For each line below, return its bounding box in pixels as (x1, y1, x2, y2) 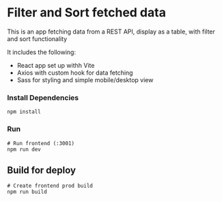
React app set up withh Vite (16, 61, 95, 69)
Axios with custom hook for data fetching (16, 68, 133, 77)
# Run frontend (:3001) (7, 140, 75, 147)
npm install (7, 108, 41, 116)
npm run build (7, 188, 48, 196)
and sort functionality (7, 34, 68, 42)
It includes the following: (7, 48, 77, 56)
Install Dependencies (7, 92, 79, 102)
